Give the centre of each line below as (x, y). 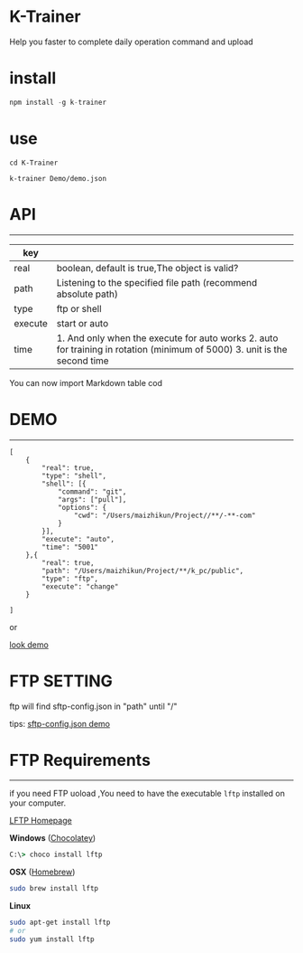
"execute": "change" (80, 586)
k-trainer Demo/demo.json (58, 178)
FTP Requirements (80, 760)
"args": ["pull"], (92, 499)
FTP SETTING (61, 681)
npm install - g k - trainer (58, 102)
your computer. (38, 803)
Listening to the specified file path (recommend (157, 282)
